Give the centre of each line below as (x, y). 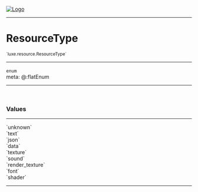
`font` (13, 171)
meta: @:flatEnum (28, 77)
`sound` (15, 158)
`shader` (16, 177)
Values (16, 109)
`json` (13, 140)
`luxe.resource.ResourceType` (36, 54)
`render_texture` (26, 165)
